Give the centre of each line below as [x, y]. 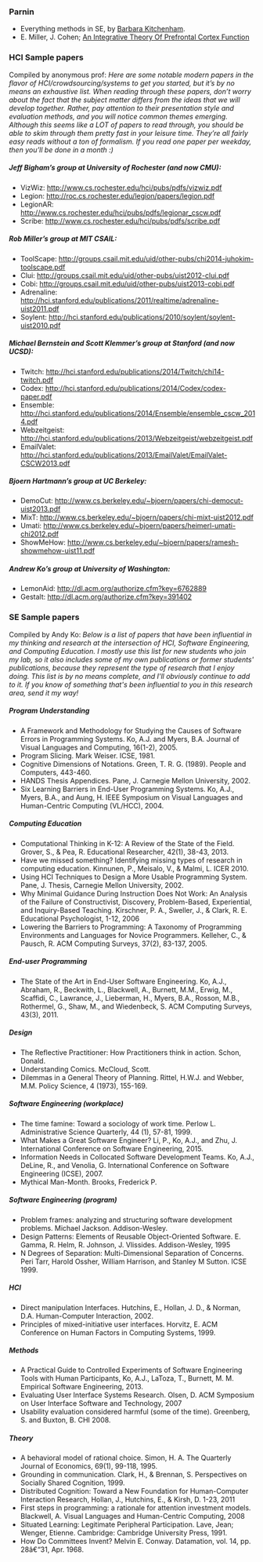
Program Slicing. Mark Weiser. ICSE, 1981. [88, 755]
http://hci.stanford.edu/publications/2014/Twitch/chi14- [135, 371]
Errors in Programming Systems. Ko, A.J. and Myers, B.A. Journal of [130, 739]
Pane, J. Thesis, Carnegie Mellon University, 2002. [102, 885]
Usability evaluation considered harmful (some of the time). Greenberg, [135, 1412]
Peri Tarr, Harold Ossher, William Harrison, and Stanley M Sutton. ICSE [133, 1261]
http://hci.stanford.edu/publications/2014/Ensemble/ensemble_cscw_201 [138, 413]
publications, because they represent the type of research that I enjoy [122, 668]
